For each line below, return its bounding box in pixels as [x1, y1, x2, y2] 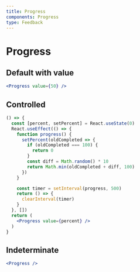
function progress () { [16, 131, 72, 137]
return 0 [32, 147, 54, 154]
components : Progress [6, 14, 59, 20]
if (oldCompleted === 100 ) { [27, 142, 98, 148]
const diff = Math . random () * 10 [27, 159, 109, 164]
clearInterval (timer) [21, 197, 75, 202]
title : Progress [6, 8, 46, 15]
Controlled [6, 99, 46, 109]
